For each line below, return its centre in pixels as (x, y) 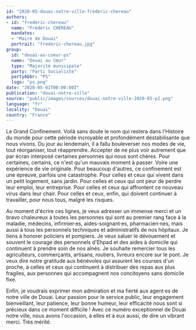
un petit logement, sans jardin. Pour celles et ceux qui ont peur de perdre (94, 181)
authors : (17, 17)
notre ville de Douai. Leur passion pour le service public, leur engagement (95, 297)
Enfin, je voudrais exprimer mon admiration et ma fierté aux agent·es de (92, 291)
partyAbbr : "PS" (31, 77)
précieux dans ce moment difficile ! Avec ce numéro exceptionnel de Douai (96, 310)
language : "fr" (24, 104)
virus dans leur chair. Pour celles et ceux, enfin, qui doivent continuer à (91, 194)
